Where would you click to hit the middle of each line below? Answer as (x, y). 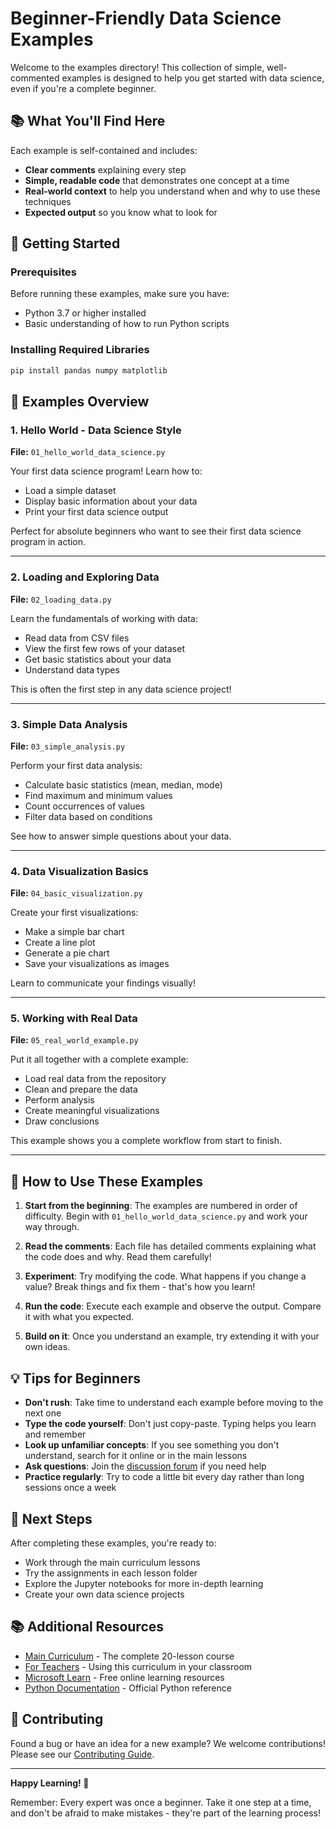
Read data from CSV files (77, 638)
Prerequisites (43, 272)
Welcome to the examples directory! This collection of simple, (137, 67)
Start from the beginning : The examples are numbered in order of (161, 1206)
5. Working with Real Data (74, 1019)
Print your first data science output (96, 512)
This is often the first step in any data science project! (121, 689)
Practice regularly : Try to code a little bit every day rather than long (164, 1477)
